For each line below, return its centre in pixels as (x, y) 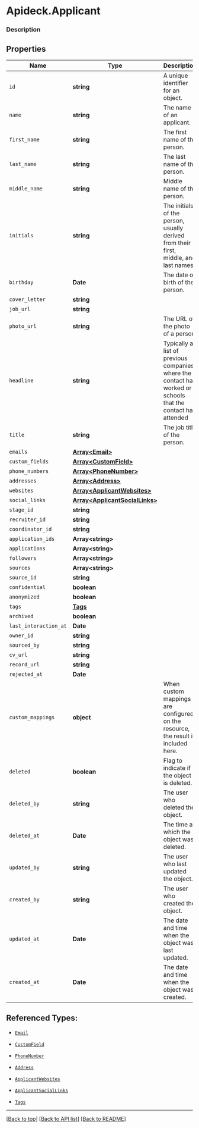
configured (179, 713)
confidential (28, 587)
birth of (173, 282)
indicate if (177, 767)
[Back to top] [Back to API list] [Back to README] (66, 1118)
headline (21, 380)
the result (176, 736)
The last (174, 156)
